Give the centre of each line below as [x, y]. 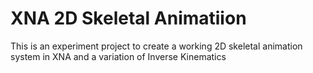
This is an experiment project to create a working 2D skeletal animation [156, 46]
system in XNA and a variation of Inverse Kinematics [118, 56]
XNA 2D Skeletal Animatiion [128, 18]
